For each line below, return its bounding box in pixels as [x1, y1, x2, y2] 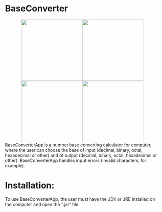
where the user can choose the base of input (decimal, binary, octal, [5, 147, 143, 153]
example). [5, 162, 25, 168]
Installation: [5, 180, 55, 191]
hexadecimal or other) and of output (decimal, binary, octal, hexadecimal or [5, 152, 157, 158]
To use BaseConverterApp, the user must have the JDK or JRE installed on [5, 196, 155, 202]
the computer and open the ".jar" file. [5, 201, 80, 207]
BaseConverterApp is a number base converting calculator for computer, [5, 142, 152, 148]
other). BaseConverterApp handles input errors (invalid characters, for [5, 158, 147, 163]
